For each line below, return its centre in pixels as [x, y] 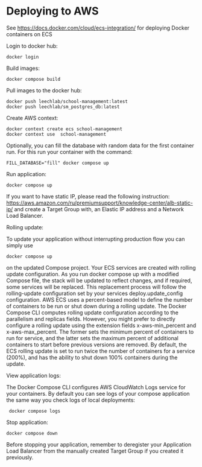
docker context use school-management [56, 134]
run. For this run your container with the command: [69, 151]
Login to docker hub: [32, 46]
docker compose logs [35, 411]
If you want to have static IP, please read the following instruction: [88, 196]
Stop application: [27, 422]
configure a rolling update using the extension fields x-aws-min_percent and [101, 325]
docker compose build [33, 79]
